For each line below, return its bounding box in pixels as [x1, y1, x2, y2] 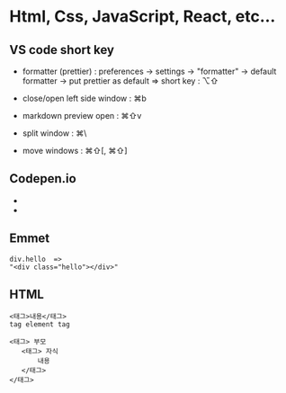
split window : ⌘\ [22, 128, 87, 138]
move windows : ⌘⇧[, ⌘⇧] [22, 146, 128, 156]
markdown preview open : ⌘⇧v [22, 111, 142, 121]
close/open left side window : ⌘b [22, 93, 147, 103]
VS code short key [9, 42, 115, 58]
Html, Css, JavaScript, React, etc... [9, 6, 276, 27]
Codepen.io [9, 171, 76, 186]
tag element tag [9, 320, 70, 329]
